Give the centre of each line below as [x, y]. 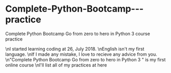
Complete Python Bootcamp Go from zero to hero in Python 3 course [78, 33]
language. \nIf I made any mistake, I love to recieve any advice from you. [81, 54]
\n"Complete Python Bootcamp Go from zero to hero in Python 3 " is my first [85, 59]
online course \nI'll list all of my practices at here [56, 65]
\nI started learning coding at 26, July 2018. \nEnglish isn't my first [75, 49]
